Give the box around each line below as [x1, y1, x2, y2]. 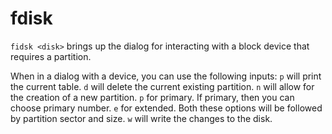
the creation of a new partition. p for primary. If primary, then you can [10, 91, 295, 103]
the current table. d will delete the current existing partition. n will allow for [10, 80, 315, 92]
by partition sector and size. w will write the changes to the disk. [10, 112, 273, 124]
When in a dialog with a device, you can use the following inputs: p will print [10, 70, 322, 82]
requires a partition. [10, 50, 92, 62]
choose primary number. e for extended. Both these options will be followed [10, 102, 323, 114]
